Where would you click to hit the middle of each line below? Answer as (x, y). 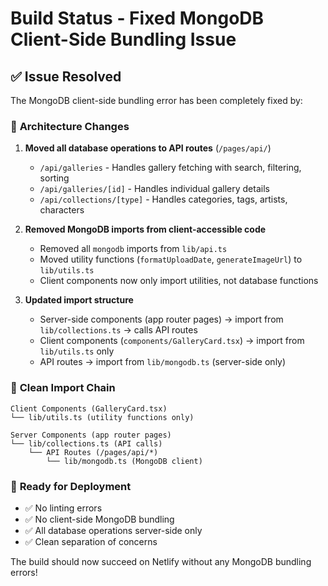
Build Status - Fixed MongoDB (137, 18)
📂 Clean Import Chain (63, 388)
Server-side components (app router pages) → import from (161, 319)
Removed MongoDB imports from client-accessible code (145, 229)
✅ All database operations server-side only (113, 530)
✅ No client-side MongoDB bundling (99, 519)
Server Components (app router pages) (91, 435)
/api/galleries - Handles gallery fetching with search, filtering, (170, 168)
